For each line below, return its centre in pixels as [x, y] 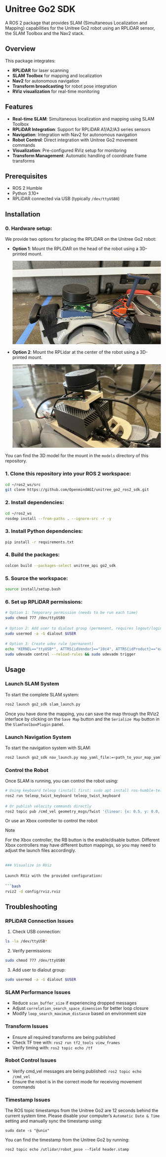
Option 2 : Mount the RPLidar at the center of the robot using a [76, 352]
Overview [21, 49]
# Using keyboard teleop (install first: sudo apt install [67, 791]
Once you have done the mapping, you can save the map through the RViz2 [82, 714]
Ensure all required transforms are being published [64, 1037]
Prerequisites [26, 176]
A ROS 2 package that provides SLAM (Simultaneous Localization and [76, 23]
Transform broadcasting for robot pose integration [64, 86]
